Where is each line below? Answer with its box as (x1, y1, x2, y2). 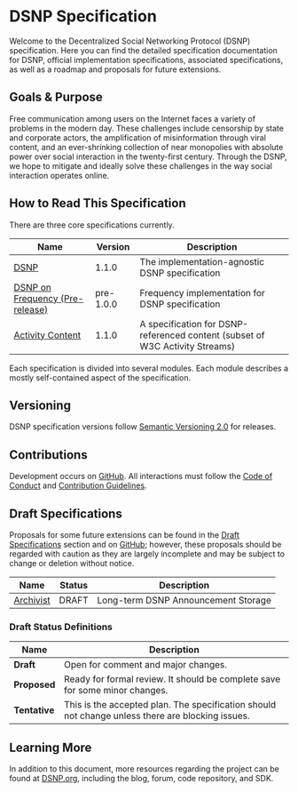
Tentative (13, 704, 55, 716)
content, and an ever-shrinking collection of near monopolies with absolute (9, 141, 284, 152)
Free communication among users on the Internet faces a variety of (9, 113, 255, 124)
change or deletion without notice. (9, 558, 135, 568)
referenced (139, 329, 186, 341)
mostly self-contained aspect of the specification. (9, 372, 192, 383)
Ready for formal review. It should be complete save (63, 673, 281, 685)
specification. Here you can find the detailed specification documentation (9, 44, 278, 55)
